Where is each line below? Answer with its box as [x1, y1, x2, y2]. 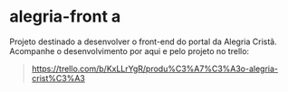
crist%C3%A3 [31, 72, 86, 83]
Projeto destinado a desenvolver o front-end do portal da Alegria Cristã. [9, 36, 278, 47]
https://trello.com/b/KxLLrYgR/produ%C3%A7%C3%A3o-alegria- [31, 63, 279, 74]
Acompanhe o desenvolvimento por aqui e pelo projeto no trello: [9, 45, 250, 56]
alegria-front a [9, 6, 121, 27]
